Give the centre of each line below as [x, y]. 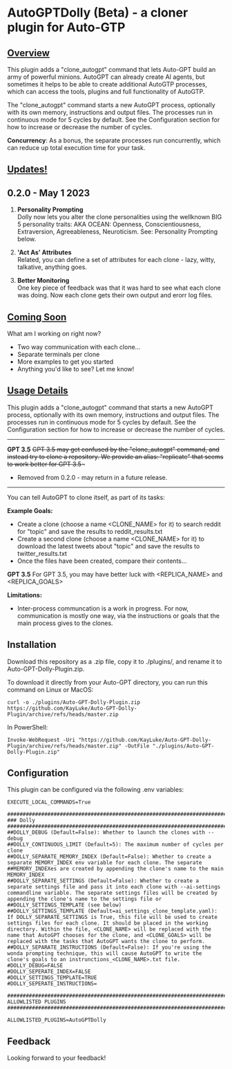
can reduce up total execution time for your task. [76, 148]
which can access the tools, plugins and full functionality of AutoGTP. [106, 92]
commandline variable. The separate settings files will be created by [112, 893]
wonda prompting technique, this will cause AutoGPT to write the [105, 954]
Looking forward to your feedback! [57, 1058]
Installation [32, 645]
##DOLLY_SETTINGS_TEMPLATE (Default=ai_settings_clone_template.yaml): [112, 911]
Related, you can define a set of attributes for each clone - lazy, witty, [116, 260]
